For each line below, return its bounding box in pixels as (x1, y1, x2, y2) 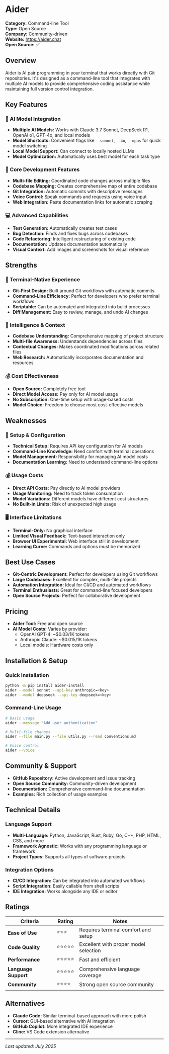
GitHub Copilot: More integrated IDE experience (12, 1023, 113, 1029)
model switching (12, 143, 47, 149)
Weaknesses (5, 416, 47, 425)
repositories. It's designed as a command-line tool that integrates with (5, 75, 150, 81)
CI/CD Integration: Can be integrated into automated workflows (12, 877, 145, 884)
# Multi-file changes (5, 729, 51, 735)
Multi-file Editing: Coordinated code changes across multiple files (12, 178, 150, 184)
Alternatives (5, 999, 45, 1008)
